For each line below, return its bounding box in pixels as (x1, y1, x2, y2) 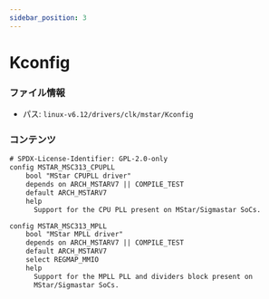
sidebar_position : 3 (9, 13, 88, 23)
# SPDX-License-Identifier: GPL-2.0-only (9, 155, 168, 164)
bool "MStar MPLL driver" (25, 230, 124, 239)
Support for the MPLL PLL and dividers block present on (33, 272, 254, 281)
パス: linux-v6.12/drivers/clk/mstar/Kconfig (22, 109, 194, 120)
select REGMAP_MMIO (25, 256, 100, 265)
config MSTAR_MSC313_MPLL (9, 221, 107, 231)
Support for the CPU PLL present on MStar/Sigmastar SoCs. (33, 205, 261, 214)
